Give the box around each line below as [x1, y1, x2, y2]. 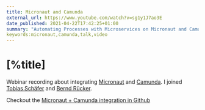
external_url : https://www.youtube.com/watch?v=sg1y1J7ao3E [6, 15, 163, 21]
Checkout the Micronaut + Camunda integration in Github [6, 97, 151, 104]
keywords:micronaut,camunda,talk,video [6, 32, 108, 38]
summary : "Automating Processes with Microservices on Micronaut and [6, 26, 187, 32]
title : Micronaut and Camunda [6, 9, 84, 15]
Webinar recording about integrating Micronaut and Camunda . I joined [6, 78, 182, 86]
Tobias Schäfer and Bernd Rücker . [6, 85, 93, 92]
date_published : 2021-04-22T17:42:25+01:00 [6, 20, 119, 26]
